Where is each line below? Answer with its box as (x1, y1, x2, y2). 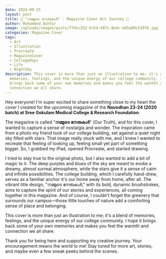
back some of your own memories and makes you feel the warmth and (5, 223, 149, 229)
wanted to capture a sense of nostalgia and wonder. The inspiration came (5, 125, 155, 130)
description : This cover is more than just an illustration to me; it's (5, 72, 158, 77)
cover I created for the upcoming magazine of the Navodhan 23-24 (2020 (5, 104, 157, 110)
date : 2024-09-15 (5, 7, 41, 12)
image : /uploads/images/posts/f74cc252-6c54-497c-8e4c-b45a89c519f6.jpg (5, 26, 158, 31)
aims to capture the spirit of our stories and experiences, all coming (5, 187, 143, 193)
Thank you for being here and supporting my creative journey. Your (5, 238, 142, 244)
